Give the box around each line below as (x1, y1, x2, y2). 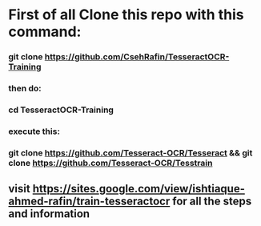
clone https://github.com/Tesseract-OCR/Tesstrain (8, 157, 213, 168)
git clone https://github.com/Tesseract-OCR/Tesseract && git (8, 147, 253, 158)
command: (8, 22, 82, 41)
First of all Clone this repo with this (8, 6, 244, 24)
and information (8, 207, 90, 221)
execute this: (8, 126, 60, 137)
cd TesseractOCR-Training (8, 104, 114, 115)
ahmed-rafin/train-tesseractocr (8, 195, 171, 208)
